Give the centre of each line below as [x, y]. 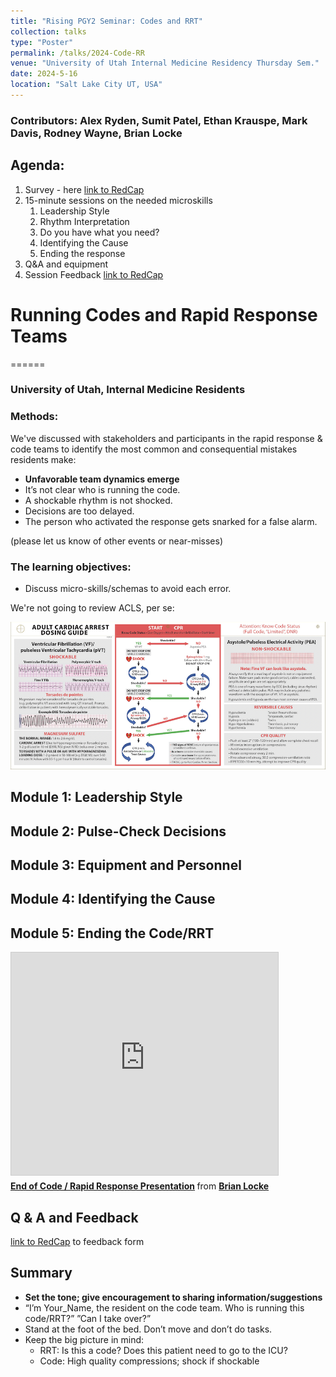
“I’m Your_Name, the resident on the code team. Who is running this [164, 1307]
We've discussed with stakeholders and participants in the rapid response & [166, 438]
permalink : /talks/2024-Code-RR [77, 53]
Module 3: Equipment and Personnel [126, 865]
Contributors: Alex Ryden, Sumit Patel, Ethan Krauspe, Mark [159, 120]
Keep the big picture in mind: [84, 1339]
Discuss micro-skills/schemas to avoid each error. [128, 589]
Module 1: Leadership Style [96, 797]
